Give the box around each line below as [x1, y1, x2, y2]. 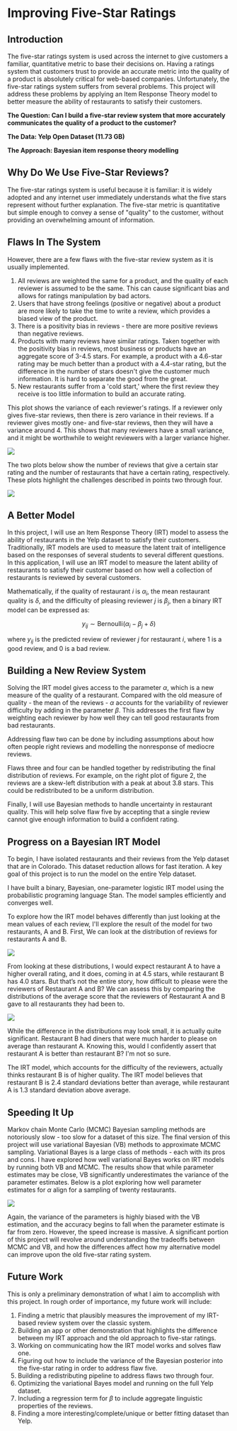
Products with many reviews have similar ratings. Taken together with [17, 336, 221, 345]
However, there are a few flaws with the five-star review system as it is [7, 255, 214, 263]
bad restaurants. [7, 721, 55, 730]
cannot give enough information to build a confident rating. [7, 815, 179, 824]
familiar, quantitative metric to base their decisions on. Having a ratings [7, 60, 214, 68]
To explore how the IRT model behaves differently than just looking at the [7, 912, 221, 921]
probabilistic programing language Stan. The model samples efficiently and [7, 891, 226, 899]
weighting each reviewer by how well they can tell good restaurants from [7, 713, 219, 722]
